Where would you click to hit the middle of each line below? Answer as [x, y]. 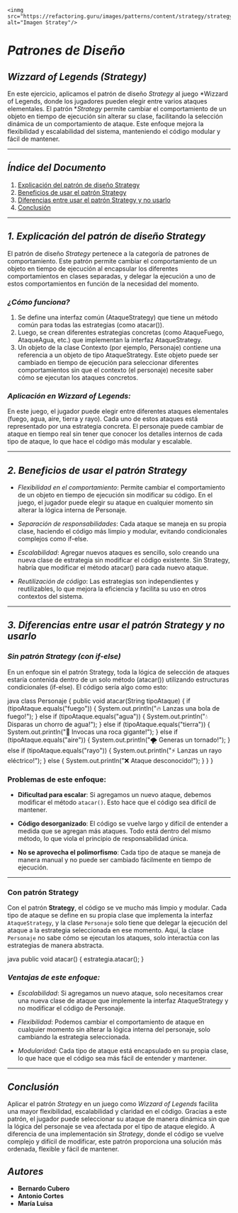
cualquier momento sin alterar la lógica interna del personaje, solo [114, 1029]
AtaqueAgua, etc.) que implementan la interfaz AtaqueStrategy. [110, 339]
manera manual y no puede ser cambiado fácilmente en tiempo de [114, 860]
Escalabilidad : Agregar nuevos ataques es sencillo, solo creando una [118, 553]
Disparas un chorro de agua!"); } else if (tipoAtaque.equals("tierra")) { [109, 724]
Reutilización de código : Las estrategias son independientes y [108, 582]
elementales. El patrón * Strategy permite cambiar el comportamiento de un [117, 109]
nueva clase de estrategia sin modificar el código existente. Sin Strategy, [124, 560]
